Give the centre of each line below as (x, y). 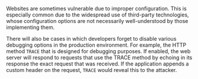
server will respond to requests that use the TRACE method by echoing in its (99, 57)
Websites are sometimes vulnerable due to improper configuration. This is (96, 9)
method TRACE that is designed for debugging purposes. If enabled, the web (98, 51)
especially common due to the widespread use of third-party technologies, (98, 15)
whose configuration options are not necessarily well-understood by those (97, 21)
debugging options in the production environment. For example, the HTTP (96, 45)
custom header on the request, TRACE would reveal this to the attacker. (92, 70)
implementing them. (31, 27)
